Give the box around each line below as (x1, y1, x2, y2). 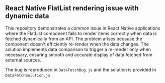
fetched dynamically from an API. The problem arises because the (5, 35, 142, 41)
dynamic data (5, 12, 49, 20)
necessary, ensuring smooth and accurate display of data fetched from (5, 51, 152, 57)
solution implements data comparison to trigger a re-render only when (5, 46, 151, 52)
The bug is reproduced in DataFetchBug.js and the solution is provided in (5, 66, 156, 72)
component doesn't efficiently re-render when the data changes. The (5, 41, 149, 47)
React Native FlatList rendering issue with (5, 4, 139, 12)
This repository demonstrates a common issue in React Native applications (5, 25, 160, 31)
